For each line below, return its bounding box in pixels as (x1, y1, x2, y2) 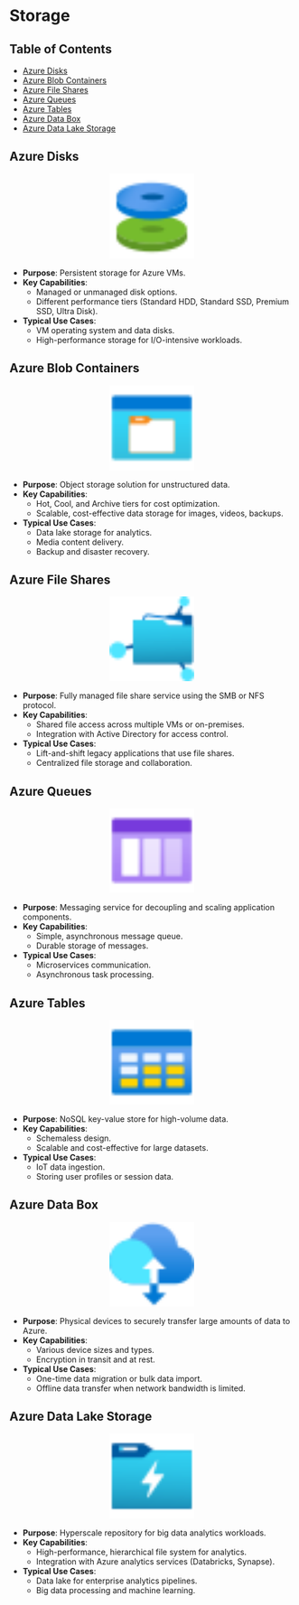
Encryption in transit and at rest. (35, 1354, 155, 1365)
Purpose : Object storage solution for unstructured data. (22, 479, 230, 490)
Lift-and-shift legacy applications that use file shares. (35, 748, 235, 759)
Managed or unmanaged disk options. (35, 286, 178, 297)
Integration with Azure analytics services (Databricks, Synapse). (35, 1555, 276, 1567)
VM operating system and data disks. (35, 324, 175, 335)
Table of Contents (9, 42, 113, 57)
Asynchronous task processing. (35, 969, 154, 980)
